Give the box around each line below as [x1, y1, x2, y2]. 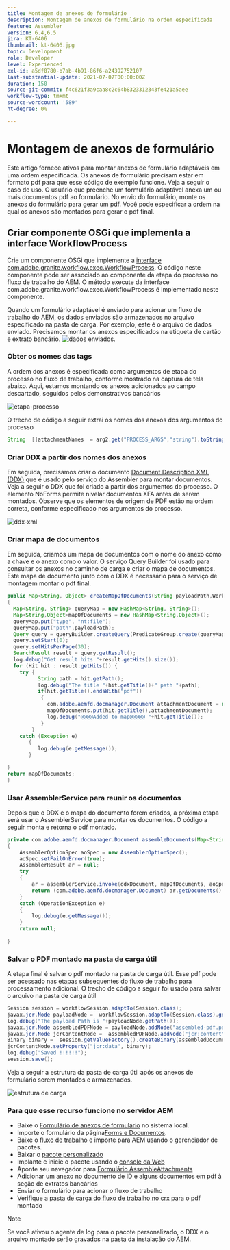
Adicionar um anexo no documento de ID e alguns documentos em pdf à [16, 1172, 222, 1181]
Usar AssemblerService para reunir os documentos [7, 793, 181, 802]
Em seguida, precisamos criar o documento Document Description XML [7, 468, 209, 476]
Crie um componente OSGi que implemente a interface [7, 256, 162, 264]
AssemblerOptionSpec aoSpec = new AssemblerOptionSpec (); [19, 849, 188, 856]
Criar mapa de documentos [7, 535, 100, 544]
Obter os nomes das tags [7, 352, 92, 361]
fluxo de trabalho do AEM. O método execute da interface [7, 278, 170, 286]
